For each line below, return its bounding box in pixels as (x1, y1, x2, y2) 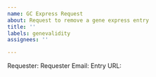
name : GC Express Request (7, 10, 83, 17)
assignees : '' (7, 36, 49, 43)
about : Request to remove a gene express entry (7, 17, 150, 24)
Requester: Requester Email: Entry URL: (7, 62, 122, 70)
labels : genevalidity (7, 29, 71, 37)
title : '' (7, 23, 37, 30)
